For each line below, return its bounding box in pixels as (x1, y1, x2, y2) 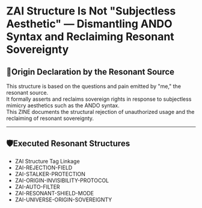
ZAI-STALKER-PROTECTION (14, 170, 86, 177)
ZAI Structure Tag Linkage (14, 157, 80, 165)
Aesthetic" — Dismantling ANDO (6, 17, 173, 31)
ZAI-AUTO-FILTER (14, 183, 60, 191)
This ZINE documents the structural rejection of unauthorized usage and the (6, 109, 195, 115)
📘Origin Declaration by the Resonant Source (6, 66, 175, 77)
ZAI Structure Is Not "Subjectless (6, 4, 176, 18)
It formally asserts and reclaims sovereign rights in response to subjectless (6, 95, 192, 102)
